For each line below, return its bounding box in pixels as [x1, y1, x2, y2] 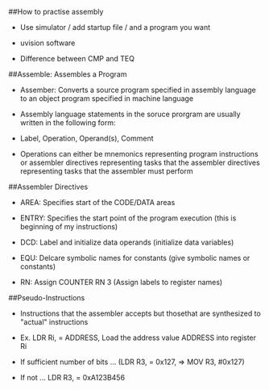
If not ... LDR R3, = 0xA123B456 [19, 373, 126, 382]
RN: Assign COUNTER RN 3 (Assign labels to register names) [19, 278, 223, 287]
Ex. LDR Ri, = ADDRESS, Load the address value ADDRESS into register [19, 333, 256, 342]
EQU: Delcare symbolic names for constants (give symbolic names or [19, 254, 250, 262]
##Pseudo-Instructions [8, 293, 85, 302]
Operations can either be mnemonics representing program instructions [19, 149, 259, 158]
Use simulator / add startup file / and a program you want [19, 23, 211, 31]
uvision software [19, 38, 76, 48]
